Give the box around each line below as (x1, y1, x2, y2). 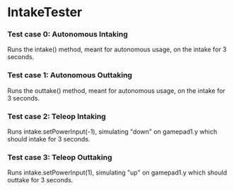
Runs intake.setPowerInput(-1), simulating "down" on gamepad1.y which (7, 127, 218, 136)
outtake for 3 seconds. (7, 176, 74, 184)
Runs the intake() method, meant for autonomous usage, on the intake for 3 (7, 45, 227, 53)
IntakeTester (7, 4, 83, 20)
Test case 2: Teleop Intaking (7, 111, 106, 121)
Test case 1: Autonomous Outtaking (7, 70, 133, 80)
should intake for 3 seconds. (7, 135, 90, 144)
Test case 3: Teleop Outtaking (7, 153, 112, 162)
